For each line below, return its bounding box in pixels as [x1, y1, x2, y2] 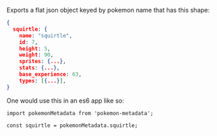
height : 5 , [19, 45, 51, 52]
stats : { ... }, [19, 65, 60, 71]
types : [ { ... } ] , [19, 77, 67, 84]
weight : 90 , [19, 51, 54, 58]
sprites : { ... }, [19, 58, 67, 65]
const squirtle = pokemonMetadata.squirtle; [6, 121, 138, 129]
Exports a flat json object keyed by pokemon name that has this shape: [6, 6, 210, 14]
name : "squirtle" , [19, 32, 73, 39]
